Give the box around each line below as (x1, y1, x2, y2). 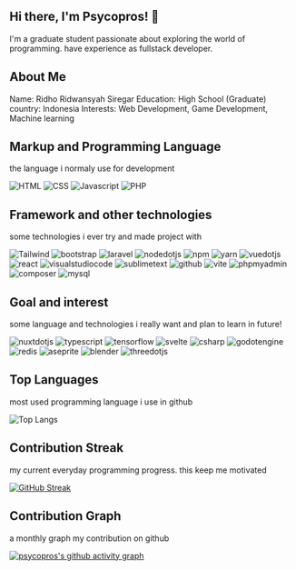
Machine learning (9, 113, 75, 124)
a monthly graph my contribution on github (9, 533, 170, 544)
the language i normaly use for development (9, 163, 175, 174)
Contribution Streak (9, 440, 124, 455)
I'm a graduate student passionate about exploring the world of (9, 33, 246, 44)
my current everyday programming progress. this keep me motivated (9, 465, 267, 475)
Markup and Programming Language (9, 139, 222, 155)
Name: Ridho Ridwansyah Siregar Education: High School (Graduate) (9, 93, 267, 105)
